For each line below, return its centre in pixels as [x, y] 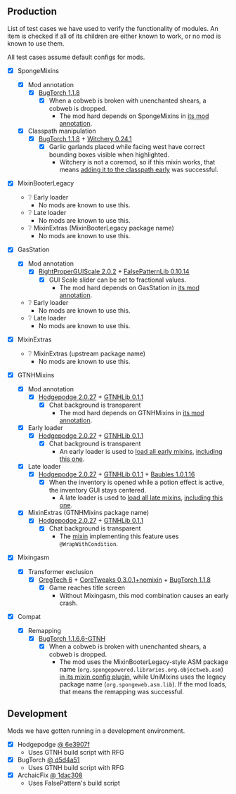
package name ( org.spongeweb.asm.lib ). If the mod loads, [143, 684]
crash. [68, 603]
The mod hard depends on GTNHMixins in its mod [132, 412]
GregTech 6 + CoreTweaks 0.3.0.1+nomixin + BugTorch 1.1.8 [124, 580]
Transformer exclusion [60, 571]
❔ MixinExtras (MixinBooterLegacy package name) [101, 228]
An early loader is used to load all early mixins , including [141, 452]
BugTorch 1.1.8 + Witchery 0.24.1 [85, 139]
